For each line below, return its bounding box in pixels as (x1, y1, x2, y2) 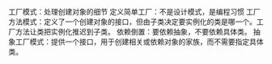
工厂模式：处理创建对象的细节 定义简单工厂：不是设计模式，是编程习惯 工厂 (8, 7, 261, 16)
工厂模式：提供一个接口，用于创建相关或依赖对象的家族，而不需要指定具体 (15, 37, 264, 46)
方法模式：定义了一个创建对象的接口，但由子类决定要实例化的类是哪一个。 (8, 17, 257, 26)
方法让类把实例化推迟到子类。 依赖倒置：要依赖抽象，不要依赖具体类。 (15, 27, 252, 36)
